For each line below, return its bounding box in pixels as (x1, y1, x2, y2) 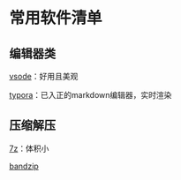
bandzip (9, 161, 40, 171)
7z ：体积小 (9, 143, 49, 154)
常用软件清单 (9, 8, 103, 28)
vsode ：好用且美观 (9, 71, 79, 81)
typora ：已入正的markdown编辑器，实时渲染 (9, 90, 172, 100)
